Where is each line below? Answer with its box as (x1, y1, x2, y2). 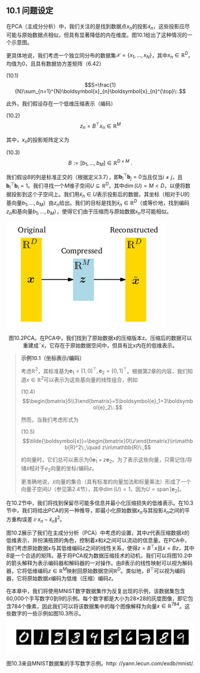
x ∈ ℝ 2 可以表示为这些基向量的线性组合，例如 (26, 375, 139, 383)
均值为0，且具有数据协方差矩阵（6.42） (6, 60, 104, 67)
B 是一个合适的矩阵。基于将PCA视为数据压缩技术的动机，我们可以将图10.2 (6, 552, 187, 560)
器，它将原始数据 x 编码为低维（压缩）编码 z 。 (6, 574, 117, 582)
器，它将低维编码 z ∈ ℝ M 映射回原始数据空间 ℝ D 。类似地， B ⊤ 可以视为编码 (6, 566, 186, 574)
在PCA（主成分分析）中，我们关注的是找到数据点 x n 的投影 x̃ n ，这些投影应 (6, 23, 185, 31)
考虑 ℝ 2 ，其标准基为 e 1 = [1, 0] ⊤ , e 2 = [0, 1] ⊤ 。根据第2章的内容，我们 (20, 366, 188, 376)
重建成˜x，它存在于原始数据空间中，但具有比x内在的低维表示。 (23, 342, 178, 349)
